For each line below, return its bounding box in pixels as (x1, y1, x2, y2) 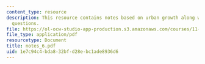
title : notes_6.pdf (6, 43, 56, 49)
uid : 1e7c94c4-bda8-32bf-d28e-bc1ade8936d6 (6, 49, 119, 55)
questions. (12, 20, 40, 26)
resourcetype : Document (6, 37, 67, 43)
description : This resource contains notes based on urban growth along (6, 15, 195, 21)
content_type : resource (6, 9, 67, 15)
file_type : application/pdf (6, 32, 78, 38)
